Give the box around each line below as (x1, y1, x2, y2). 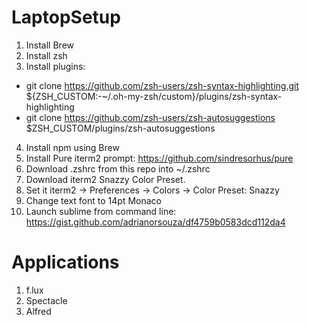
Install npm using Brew (25, 141, 120, 153)
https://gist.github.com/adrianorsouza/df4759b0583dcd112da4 (25, 216, 286, 228)
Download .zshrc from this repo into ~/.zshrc (25, 162, 211, 175)
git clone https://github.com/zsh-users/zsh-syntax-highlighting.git (25, 79, 300, 91)
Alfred (25, 305, 52, 317)
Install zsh (25, 49, 68, 61)
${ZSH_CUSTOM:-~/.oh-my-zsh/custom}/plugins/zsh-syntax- (25, 90, 283, 102)
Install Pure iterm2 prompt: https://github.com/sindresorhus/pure (25, 152, 294, 164)
